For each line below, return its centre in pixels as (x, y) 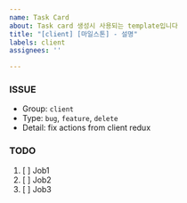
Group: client (48, 109)
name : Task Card (39, 17)
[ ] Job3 (37, 189)
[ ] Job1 (36, 170)
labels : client (37, 42)
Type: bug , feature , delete (70, 118)
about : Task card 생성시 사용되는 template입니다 (93, 26)
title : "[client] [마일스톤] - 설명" (73, 34)
